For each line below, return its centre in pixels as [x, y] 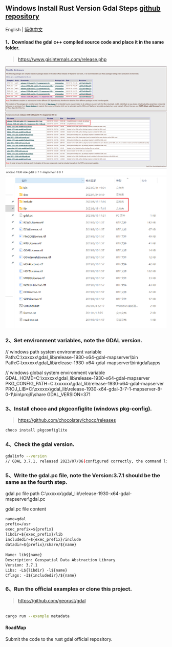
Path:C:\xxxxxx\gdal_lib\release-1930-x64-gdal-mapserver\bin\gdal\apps [83, 363]
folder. [13, 48]
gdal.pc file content [26, 509]
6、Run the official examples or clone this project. [69, 589]
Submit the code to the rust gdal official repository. [59, 639]
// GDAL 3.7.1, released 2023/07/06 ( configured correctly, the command [83, 461]
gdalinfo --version [26, 456]
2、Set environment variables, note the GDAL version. [74, 340]
